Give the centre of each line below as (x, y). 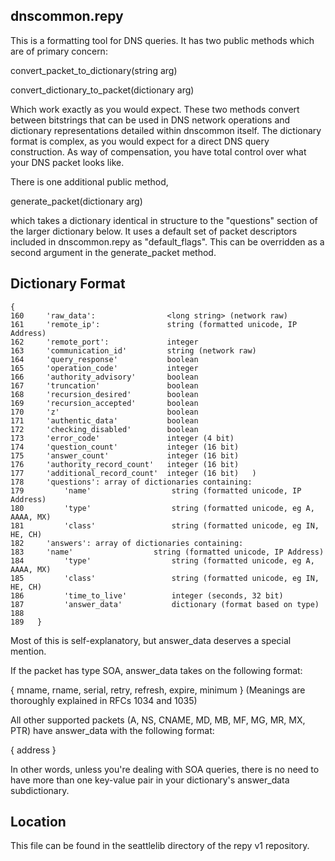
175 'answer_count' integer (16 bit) (125, 455)
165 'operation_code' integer (104, 368)
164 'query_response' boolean (104, 359)
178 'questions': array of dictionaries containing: (131, 482)
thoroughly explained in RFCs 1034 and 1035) (104, 700)
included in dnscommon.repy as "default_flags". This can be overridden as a (167, 241)
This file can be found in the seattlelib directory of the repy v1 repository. (160, 846)
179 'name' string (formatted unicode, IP (156, 490)
